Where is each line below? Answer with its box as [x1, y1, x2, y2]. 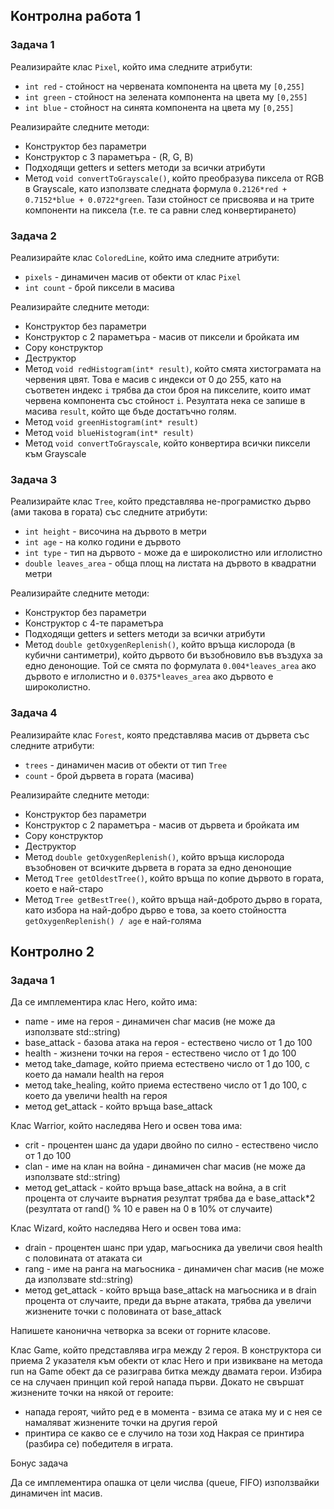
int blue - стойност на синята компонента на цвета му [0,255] [24, 101, 295, 113]
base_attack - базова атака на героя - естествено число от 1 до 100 [24, 1037, 313, 1049]
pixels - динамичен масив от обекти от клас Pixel [24, 270, 242, 283]
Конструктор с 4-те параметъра [24, 617, 164, 629]
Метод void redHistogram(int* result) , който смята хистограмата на [24, 362, 322, 374]
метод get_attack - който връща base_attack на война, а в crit [24, 1182, 287, 1194]
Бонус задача [10, 1457, 69, 1469]
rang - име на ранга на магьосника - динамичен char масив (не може [24, 1263, 325, 1275]
